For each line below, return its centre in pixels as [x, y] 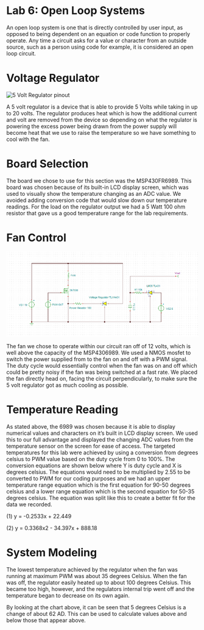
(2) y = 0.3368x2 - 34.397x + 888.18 [52, 528]
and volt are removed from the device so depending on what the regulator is [102, 120]
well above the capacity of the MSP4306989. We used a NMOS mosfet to [99, 353]
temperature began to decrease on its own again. [68, 595]
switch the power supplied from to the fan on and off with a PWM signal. [97, 359]
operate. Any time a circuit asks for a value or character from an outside [97, 40]
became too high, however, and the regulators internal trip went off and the [100, 589]
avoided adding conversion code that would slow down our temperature [97, 200]
